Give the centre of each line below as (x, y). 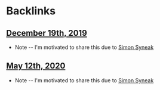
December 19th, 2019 (47, 33)
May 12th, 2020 (36, 66)
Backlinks (31, 11)
